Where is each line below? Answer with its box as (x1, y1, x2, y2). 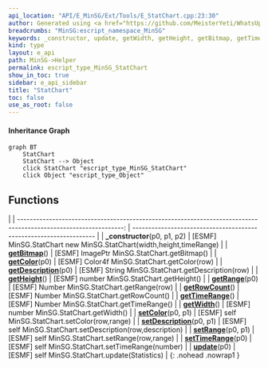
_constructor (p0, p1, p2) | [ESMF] (105, 231, 217, 241)
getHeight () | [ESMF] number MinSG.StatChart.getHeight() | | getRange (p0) (8, 274, 259, 284)
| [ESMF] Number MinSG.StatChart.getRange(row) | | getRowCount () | (8, 282, 240, 292)
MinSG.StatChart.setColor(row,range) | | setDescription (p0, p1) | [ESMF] (8, 317, 247, 326)
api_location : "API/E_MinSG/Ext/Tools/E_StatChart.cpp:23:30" (8, 11, 219, 20)
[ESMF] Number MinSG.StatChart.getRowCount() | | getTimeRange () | (8, 291, 239, 301)
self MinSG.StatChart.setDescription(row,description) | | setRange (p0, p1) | (8, 325, 255, 334)
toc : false (8, 94, 45, 102)
